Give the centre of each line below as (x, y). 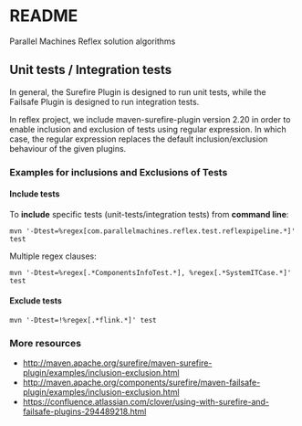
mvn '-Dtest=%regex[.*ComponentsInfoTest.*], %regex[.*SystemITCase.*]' (151, 272)
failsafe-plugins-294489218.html (84, 411)
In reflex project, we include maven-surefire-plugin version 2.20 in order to (150, 119)
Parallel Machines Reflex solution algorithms (93, 41)
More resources (46, 343)
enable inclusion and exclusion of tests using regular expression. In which (148, 129)
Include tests (35, 194)
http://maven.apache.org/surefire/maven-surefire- (117, 363)
